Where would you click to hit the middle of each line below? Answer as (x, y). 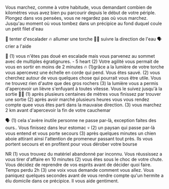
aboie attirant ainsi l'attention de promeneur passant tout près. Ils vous (79, 139)
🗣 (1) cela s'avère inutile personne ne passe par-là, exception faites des (81, 120)
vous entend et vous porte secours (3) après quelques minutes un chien (81, 133)
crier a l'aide (18, 46)
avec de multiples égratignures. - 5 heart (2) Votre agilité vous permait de (82, 61)
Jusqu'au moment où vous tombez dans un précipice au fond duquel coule (84, 23)
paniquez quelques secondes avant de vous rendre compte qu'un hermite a (84, 175)
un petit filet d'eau (24, 29)
